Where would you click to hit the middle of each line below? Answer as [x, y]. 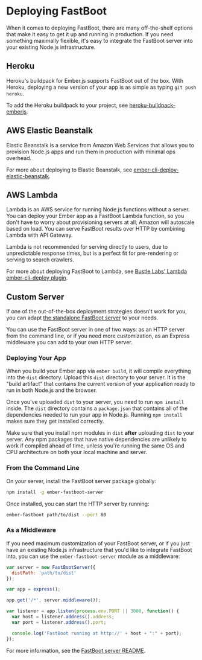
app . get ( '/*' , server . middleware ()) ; [54, 600]
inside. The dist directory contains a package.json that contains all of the [97, 408]
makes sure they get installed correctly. [55, 421]
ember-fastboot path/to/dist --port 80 [56, 514]
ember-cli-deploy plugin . [37, 278]
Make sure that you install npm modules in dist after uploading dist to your [100, 433]
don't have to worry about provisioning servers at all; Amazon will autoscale [100, 222]
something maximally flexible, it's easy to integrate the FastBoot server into [99, 40]
